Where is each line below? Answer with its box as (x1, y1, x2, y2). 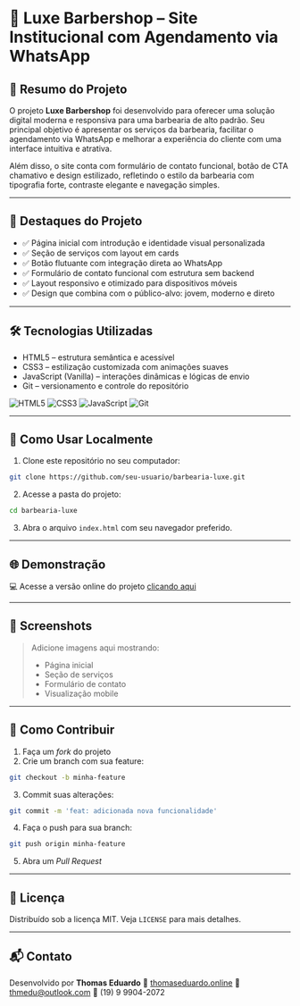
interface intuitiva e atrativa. (9, 143, 112, 154)
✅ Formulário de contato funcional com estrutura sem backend (21, 267, 254, 278)
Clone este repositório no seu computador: (21, 456, 180, 466)
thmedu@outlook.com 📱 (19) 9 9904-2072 (9, 986, 165, 997)
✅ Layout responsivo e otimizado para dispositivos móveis (21, 277, 238, 289)
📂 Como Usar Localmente (9, 432, 154, 448)
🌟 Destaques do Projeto (9, 214, 143, 229)
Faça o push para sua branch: (21, 822, 132, 834)
